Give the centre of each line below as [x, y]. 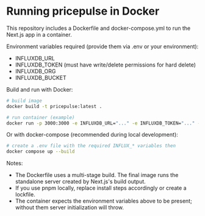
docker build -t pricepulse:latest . [54, 106]
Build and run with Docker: [40, 89]
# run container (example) [41, 117]
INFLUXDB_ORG [35, 71]
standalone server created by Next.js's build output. [81, 182]
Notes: [15, 164]
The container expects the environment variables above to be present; [103, 201]
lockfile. [25, 195]
